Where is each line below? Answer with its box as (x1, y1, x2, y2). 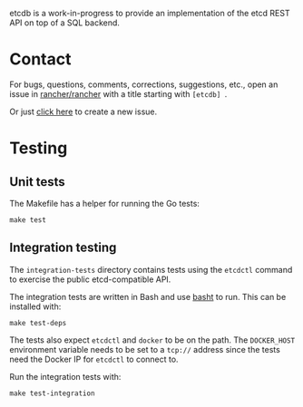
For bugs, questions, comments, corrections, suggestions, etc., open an (9, 79, 279, 90)
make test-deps (9, 318, 67, 327)
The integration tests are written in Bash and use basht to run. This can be (9, 291, 287, 302)
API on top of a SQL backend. (9, 17, 121, 28)
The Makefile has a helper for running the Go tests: (9, 198, 200, 208)
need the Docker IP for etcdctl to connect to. (9, 354, 179, 364)
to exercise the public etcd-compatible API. (9, 274, 171, 285)
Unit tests (9, 174, 65, 189)
